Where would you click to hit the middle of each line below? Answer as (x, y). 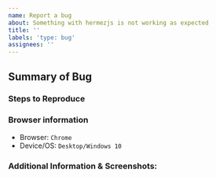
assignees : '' (31, 45)
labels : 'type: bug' (42, 37)
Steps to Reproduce (47, 99)
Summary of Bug (50, 77)
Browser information (48, 120)
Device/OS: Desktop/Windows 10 (70, 146)
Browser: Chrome (46, 137)
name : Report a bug (40, 15)
